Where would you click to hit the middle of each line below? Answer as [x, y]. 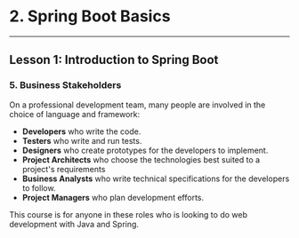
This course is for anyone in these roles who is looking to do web [128, 214]
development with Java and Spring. [74, 224]
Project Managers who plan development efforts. [113, 197]
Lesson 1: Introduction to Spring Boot [114, 60]
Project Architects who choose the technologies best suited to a [141, 159]
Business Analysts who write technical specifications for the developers [156, 178]
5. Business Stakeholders [65, 85]
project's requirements [64, 169]
